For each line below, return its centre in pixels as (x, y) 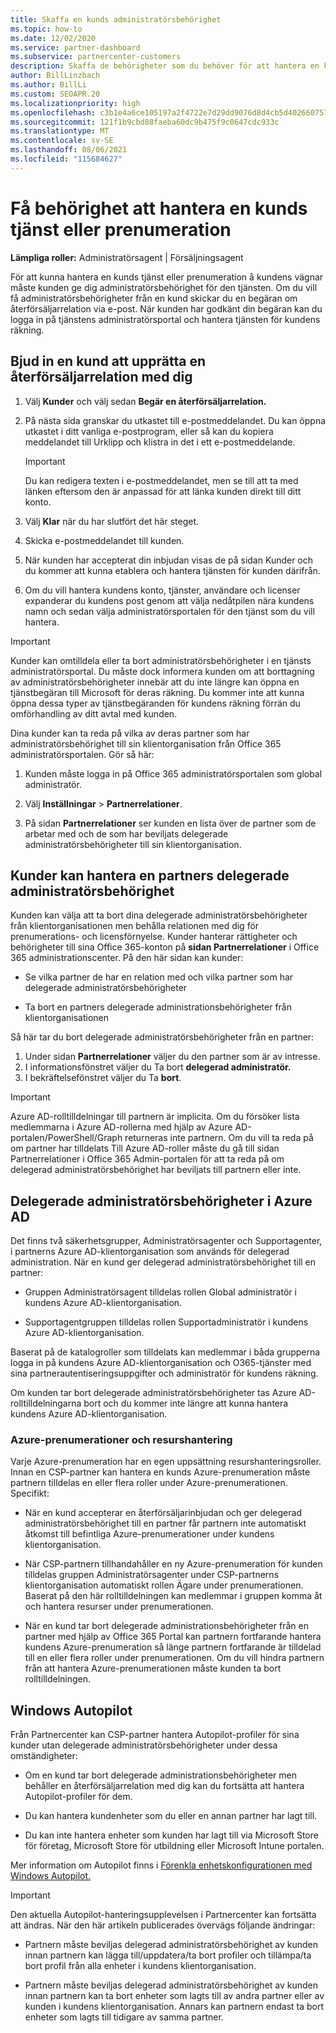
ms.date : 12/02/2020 (53, 38)
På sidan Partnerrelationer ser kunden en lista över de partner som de (170, 823)
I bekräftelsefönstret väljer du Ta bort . (103, 1078)
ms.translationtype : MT (60, 131)
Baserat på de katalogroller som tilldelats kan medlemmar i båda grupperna (165, 1352)
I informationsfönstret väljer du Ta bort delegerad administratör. (158, 1067)
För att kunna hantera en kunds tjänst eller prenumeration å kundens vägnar (167, 277)
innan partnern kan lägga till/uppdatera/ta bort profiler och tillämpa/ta (168, 1955)
